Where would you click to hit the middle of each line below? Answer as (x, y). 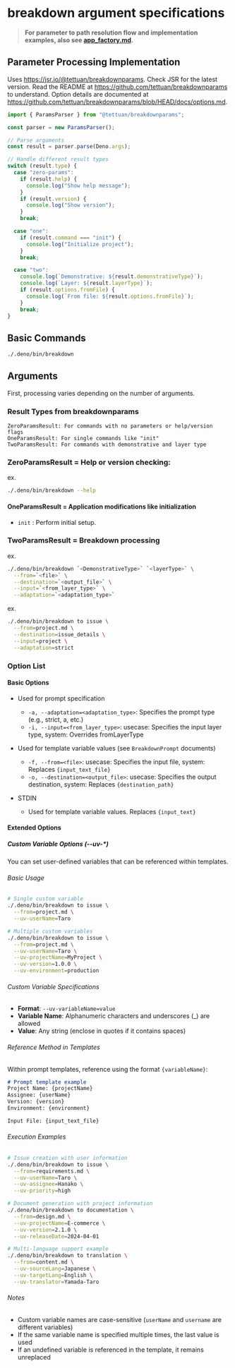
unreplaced (34, 1357)
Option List (26, 666)
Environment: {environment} (49, 1108)
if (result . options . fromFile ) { (67, 290)
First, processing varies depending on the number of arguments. (101, 393)
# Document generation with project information (80, 1204)
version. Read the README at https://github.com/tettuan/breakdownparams (117, 87)
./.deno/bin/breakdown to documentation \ (71, 1210)
